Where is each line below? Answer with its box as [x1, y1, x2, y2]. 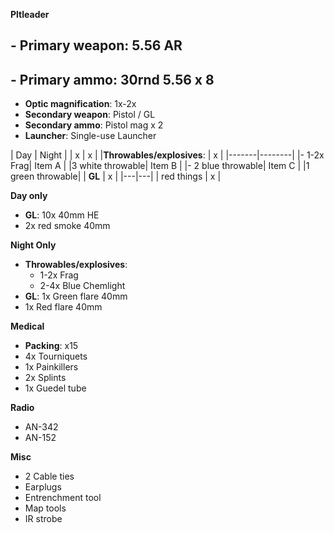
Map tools [24, 502, 67, 514]
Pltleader [10, 9, 50, 20]
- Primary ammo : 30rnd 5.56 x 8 [10, 71, 215, 88]
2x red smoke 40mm [24, 220, 111, 232]
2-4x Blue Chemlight [39, 280, 126, 292]
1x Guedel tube [24, 382, 87, 394]
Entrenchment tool [24, 492, 102, 504]
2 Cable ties [24, 470, 75, 483]
